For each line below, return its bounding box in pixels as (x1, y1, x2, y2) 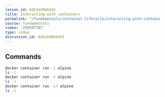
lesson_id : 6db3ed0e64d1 (5, 7, 56, 12)
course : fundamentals (5, 21, 50, 26)
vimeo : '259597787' (5, 25, 45, 30)
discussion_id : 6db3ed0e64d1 (5, 35, 65, 40)
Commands (5, 52, 42, 61)
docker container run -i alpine (5, 66, 71, 71)
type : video (5, 30, 29, 35)
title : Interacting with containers (5, 12, 80, 17)
